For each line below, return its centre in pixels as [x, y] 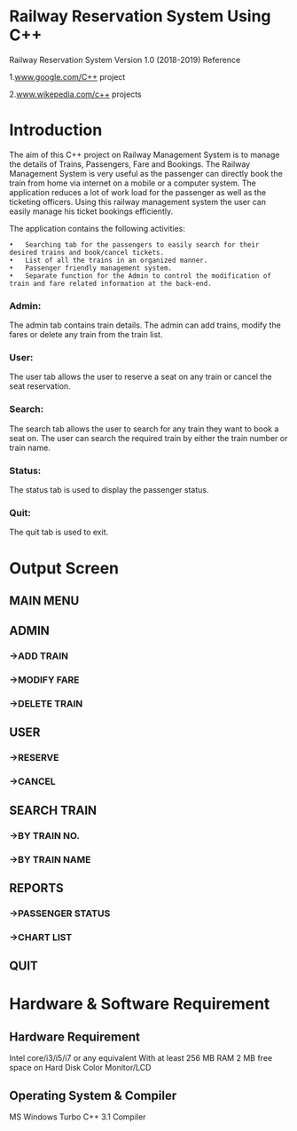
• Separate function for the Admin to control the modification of [141, 276]
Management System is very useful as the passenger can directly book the [146, 173]
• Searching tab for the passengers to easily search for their [134, 245]
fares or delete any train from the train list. [86, 335]
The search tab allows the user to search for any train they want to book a [144, 429]
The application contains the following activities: [98, 228]
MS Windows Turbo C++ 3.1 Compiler [78, 1117]
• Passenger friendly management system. [91, 268]
